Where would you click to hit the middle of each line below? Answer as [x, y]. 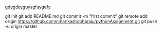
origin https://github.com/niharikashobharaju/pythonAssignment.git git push [81, 21]
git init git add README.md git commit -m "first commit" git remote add [76, 16]
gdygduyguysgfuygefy [28, 7]
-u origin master [21, 26]
